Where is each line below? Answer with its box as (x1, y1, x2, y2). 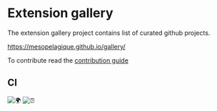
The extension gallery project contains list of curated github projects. (7, 28, 211, 37)
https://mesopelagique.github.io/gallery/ (7, 42, 126, 51)
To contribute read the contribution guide (7, 55, 128, 65)
